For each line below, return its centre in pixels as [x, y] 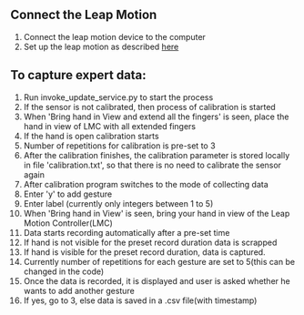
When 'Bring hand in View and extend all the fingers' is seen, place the [156, 117]
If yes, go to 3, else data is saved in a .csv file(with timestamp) [140, 300]
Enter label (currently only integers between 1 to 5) [118, 203]
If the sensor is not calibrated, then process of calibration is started [149, 107]
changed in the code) [64, 271]
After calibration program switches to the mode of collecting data [146, 184]
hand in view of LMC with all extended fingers [110, 126]
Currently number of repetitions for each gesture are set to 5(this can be [159, 261]
